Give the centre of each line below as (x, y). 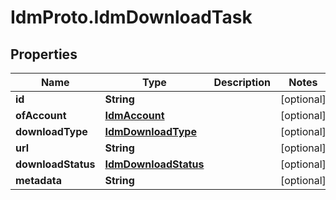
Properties (44, 54)
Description (242, 82)
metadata (38, 180)
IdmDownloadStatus (154, 164)
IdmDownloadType (150, 131)
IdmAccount (134, 115)
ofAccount (41, 115)
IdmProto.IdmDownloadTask (131, 17)
